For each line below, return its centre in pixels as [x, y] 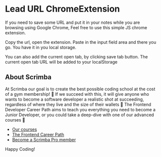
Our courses [24, 129]
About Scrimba [28, 77]
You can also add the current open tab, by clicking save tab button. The [76, 56]
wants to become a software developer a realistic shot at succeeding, [74, 99]
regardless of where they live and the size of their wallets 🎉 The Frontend [78, 104]
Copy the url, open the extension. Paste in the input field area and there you [81, 42]
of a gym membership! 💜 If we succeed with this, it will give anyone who [77, 94]
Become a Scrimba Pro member [44, 140]
